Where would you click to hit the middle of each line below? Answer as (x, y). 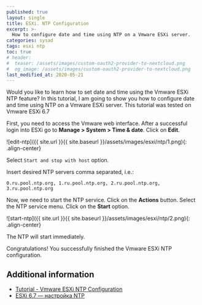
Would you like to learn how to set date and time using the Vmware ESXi (98, 92)
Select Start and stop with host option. (58, 160)
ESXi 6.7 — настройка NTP (50, 296)
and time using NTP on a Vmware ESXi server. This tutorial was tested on (99, 105)
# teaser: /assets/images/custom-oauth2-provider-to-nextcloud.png (96, 63)
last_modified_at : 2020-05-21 (45, 75)
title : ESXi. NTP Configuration (48, 23)
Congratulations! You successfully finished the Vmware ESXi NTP (89, 249)
